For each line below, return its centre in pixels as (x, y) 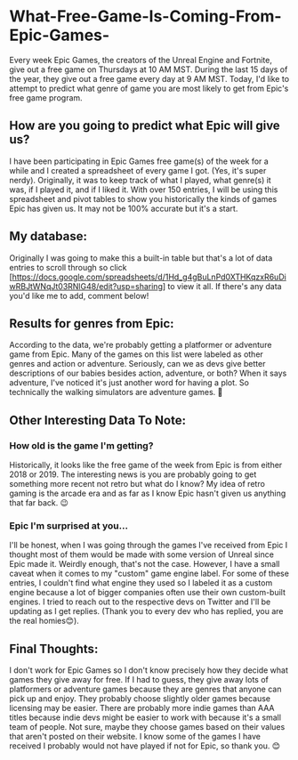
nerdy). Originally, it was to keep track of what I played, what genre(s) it (140, 180)
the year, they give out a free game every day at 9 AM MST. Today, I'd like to (149, 78)
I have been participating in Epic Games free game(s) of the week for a (139, 161)
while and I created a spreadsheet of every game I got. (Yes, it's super (138, 170)
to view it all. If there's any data (225, 286)
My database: (48, 236)
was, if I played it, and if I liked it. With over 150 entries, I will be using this (144, 190)
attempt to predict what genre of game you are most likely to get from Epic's (149, 88)
